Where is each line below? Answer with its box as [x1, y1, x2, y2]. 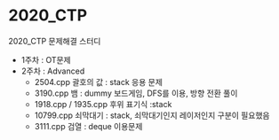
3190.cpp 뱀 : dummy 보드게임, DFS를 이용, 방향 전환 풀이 [34, 88, 238, 98]
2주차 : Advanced [20, 66, 85, 76]
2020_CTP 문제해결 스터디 [8, 35, 101, 46]
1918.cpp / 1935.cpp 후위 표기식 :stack [34, 98, 172, 109]
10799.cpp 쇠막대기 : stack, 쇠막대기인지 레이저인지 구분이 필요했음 [34, 110, 270, 121]
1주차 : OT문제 [20, 54, 72, 65]
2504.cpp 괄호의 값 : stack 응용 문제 [34, 76, 163, 87]
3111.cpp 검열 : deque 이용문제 [34, 121, 143, 131]
